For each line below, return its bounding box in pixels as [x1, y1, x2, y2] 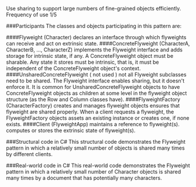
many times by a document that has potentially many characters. [6, 175, 162, 181]
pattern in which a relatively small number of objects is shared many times [6, 144, 185, 151]
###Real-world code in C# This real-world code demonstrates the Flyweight [6, 162, 190, 169]
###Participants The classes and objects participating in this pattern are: [6, 23, 182, 29]
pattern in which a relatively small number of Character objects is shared [6, 168, 181, 175]
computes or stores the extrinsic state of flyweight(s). [6, 127, 136, 134]
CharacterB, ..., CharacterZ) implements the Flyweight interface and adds [6, 46, 183, 53]
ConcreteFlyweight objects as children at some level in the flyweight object [6, 90, 187, 96]
